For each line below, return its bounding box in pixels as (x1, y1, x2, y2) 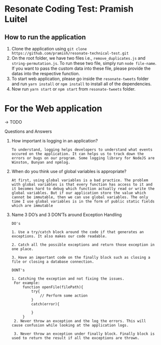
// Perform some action (40, 293, 88, 298)
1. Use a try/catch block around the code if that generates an (11, 229, 144, 235)
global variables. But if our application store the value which (11, 190, 146, 195)
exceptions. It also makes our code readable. (11, 234, 107, 238)
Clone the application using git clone (11, 46, 87, 51)
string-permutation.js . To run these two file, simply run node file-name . (11, 61, 157, 66)
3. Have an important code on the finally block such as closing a (11, 255, 150, 260)
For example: (14, 280, 40, 285)
